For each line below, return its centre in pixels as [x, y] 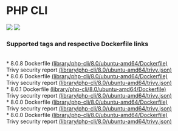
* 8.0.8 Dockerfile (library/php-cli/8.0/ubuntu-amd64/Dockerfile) [87, 64]
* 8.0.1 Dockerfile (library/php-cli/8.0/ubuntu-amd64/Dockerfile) [86, 89]
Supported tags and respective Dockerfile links [77, 44]
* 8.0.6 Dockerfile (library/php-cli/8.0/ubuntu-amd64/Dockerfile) [87, 76]
